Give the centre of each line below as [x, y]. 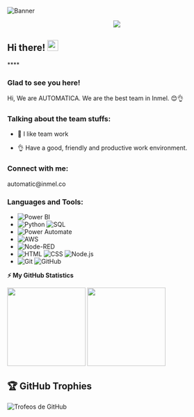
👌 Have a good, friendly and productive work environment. [102, 148]
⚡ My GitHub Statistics [41, 275]
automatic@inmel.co [37, 184]
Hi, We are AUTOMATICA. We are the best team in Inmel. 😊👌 [96, 98]
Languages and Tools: [45, 202]
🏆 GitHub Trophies [50, 386]
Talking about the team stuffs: [59, 119]
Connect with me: [38, 168]
